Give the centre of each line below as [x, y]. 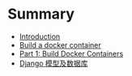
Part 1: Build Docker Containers [71, 53]
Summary [41, 14]
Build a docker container [60, 44]
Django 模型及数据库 [53, 63]
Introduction [40, 36]
